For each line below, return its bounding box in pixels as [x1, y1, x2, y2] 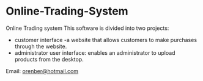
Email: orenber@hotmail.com [6, 67, 79, 74]
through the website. [14, 43, 67, 50]
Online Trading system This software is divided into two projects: [6, 24, 169, 32]
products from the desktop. [14, 55, 84, 63]
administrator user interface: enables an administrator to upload [14, 49, 175, 56]
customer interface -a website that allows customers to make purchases [14, 36, 197, 43]
